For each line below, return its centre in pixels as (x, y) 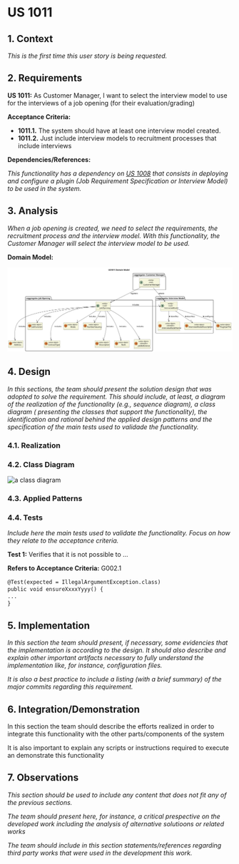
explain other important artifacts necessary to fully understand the (106, 658)
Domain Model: (30, 257)
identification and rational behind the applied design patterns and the (110, 419)
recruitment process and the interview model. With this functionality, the (114, 235)
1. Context (30, 39)
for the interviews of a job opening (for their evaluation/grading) (101, 103)
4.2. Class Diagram (41, 464)
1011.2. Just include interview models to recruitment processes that (117, 138)
